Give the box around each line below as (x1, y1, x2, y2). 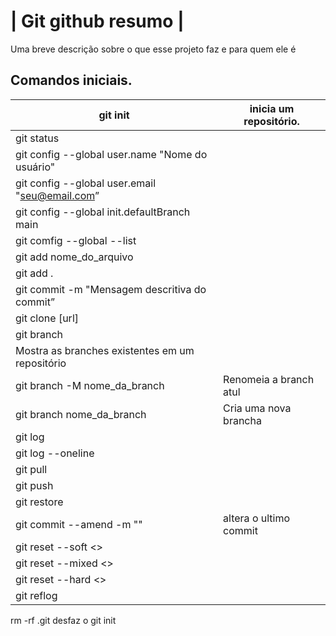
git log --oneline (15, 446, 95, 460)
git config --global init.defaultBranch (15, 205, 191, 219)
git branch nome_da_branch (15, 407, 147, 421)
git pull (15, 462, 48, 476)
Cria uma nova (223, 401, 292, 415)
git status (15, 131, 60, 145)
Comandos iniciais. (10, 72, 133, 89)
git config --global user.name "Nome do (15, 147, 208, 161)
